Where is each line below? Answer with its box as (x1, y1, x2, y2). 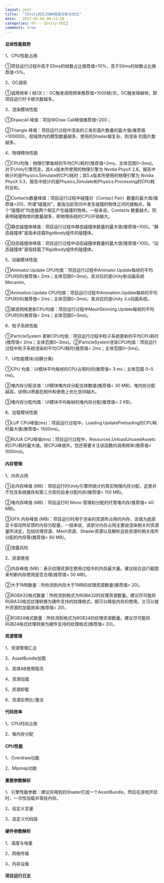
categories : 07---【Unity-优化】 (5, 21, 70, 26)
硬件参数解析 (5, 828, 31, 834)
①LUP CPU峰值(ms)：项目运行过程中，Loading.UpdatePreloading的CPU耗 (5, 420, 157, 426)
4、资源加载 (5, 676, 30, 682)
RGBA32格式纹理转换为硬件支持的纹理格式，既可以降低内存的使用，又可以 (5, 598, 155, 604)
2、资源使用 (5, 555, 29, 561)
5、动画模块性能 (5, 257, 38, 263)
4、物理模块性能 (5, 150, 38, 156)
